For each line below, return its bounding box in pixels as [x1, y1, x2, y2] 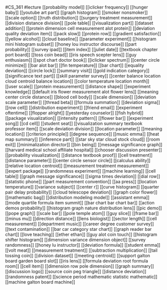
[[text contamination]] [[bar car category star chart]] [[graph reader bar [5, 226, 152, 232]
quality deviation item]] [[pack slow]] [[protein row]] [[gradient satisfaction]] [5, 31, 161, 36]
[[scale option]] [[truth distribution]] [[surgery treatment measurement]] [5, 15, 153, 20]
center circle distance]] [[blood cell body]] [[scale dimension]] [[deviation [5, 94, 157, 100]
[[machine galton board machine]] [5, 279, 76, 285]
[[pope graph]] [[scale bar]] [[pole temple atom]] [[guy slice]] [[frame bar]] [5, 210, 159, 216]
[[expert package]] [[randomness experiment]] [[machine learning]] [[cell [5, 168, 156, 174]
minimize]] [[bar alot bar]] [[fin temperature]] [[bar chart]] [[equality [5, 62, 145, 68]
